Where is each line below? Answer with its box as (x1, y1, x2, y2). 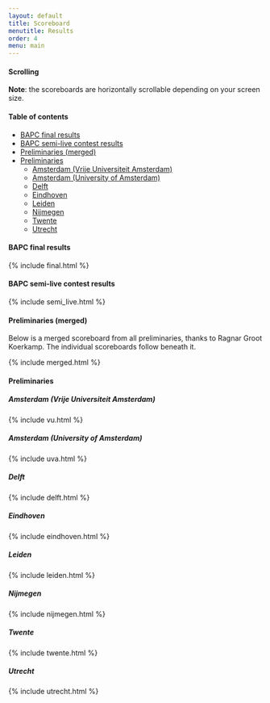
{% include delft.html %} (8, 492, 90, 502)
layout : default (8, 11, 63, 20)
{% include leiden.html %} (8, 570, 95, 580)
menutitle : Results (8, 27, 74, 35)
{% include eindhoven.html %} (8, 531, 110, 541)
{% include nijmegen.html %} (8, 609, 106, 618)
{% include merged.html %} (8, 358, 101, 367)
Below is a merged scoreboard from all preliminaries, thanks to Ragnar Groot (8, 333, 263, 343)
